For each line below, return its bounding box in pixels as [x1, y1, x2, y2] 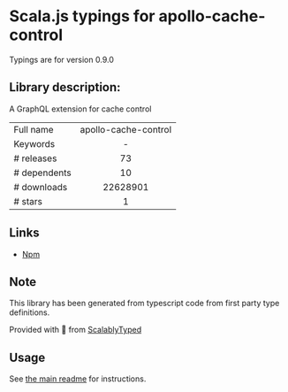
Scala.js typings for [9, 6, 155, 27]
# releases [13, 152, 57, 165]
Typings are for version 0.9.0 [9, 54, 115, 65]
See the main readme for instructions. [9, 373, 147, 384]
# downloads [13, 181, 68, 193]
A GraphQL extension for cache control [9, 104, 152, 114]
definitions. [9, 307, 50, 318]
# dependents [13, 166, 72, 179]
